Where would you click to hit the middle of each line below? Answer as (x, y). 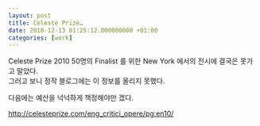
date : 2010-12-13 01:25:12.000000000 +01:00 (83, 30)
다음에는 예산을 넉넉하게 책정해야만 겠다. (71, 98)
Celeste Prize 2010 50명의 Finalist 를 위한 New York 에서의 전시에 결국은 (123, 61)
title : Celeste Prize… (46, 23)
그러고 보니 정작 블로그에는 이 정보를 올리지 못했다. (87, 81)
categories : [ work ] (41, 38)
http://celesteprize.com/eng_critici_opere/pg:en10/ (91, 114)
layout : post (30, 15)
